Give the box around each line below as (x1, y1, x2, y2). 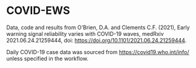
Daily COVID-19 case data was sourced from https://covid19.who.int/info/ (6, 48, 189, 55)
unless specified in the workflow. (6, 55, 89, 62)
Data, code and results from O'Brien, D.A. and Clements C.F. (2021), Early (6, 24, 190, 31)
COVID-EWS (6, 4, 70, 18)
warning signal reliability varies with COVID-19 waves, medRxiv (6, 30, 164, 37)
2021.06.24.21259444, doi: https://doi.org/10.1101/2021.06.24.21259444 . (6, 36, 187, 44)
